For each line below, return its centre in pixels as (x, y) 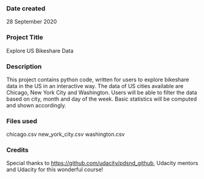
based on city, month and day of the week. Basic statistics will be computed (101, 99)
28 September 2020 (32, 22)
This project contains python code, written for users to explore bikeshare (98, 79)
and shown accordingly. (36, 105)
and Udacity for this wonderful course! (55, 170)
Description (24, 66)
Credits (17, 150)
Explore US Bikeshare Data (40, 50)
